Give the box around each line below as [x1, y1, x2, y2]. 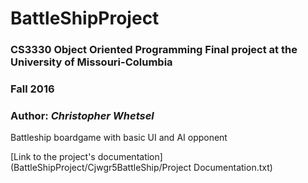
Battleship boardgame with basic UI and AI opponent [10, 132, 228, 144]
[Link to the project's [10, 151, 96, 163]
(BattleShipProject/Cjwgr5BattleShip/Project [10, 162, 192, 174]
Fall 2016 [10, 82, 55, 96]
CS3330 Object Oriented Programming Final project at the [10, 43, 298, 57]
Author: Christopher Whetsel [10, 108, 155, 122]
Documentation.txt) [193, 162, 273, 174]
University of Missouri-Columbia [10, 55, 173, 69]
